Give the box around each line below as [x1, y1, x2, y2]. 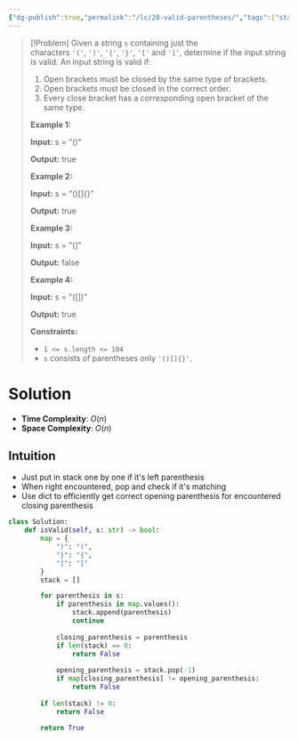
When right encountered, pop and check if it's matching [20, 481, 227, 492]
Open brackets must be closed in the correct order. [43, 83, 231, 93]
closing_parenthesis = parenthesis [55, 632, 189, 641]
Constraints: [29, 326, 78, 336]
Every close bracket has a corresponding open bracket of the [43, 92, 269, 103]
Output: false [29, 257, 80, 268]
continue [71, 616, 104, 625]
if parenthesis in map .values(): [55, 599, 180, 609]
